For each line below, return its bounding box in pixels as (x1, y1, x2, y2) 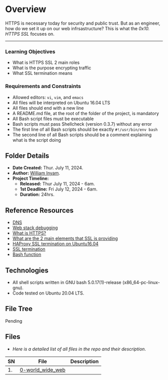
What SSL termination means (12, 70, 72, 76)
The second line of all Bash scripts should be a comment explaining (12, 132, 152, 138)
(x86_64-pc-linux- (122, 279, 160, 285)
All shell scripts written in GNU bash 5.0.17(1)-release (12, 279, 121, 285)
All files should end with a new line (12, 105, 84, 111)
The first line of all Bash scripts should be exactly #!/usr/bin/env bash (12, 126, 158, 132)
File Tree (5, 305, 33, 313)
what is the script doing (12, 137, 61, 143)
